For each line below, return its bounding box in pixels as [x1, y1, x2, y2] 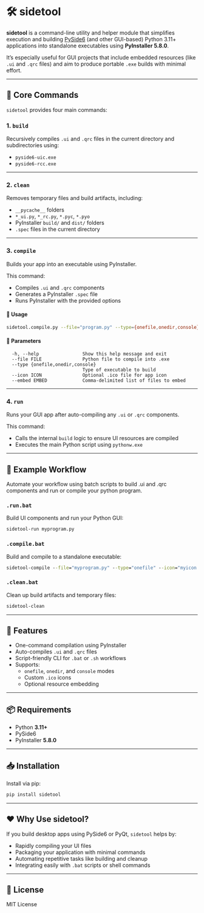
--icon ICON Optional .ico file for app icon [12, 372, 167, 378]
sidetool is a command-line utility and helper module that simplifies [6, 29, 175, 36]
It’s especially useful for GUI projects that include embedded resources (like [6, 53, 196, 61]
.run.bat [6, 502, 32, 509]
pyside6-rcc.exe [15, 161, 56, 167]
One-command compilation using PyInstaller [15, 642, 127, 649]
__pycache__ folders [15, 206, 65, 213]
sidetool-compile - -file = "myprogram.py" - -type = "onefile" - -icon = [6, 565, 178, 571]
